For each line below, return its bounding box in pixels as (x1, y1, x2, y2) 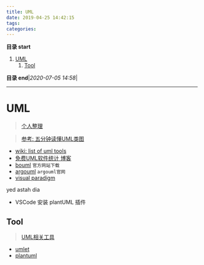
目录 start (6, 43, 31, 50)
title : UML (6, 8, 34, 15)
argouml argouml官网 (15, 168, 66, 175)
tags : (6, 20, 20, 26)
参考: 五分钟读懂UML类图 (21, 135, 84, 143)
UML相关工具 (21, 233, 55, 240)
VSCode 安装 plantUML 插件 (15, 198, 86, 206)
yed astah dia (6, 186, 41, 193)
